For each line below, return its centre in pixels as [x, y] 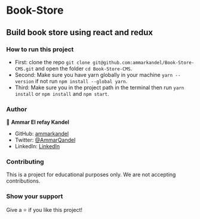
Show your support [35, 196]
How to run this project [40, 49]
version [24, 82]
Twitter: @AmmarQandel [45, 140]
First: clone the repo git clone [53, 62]
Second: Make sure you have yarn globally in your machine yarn [94, 74]
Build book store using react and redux [80, 32]
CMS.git [24, 69]
